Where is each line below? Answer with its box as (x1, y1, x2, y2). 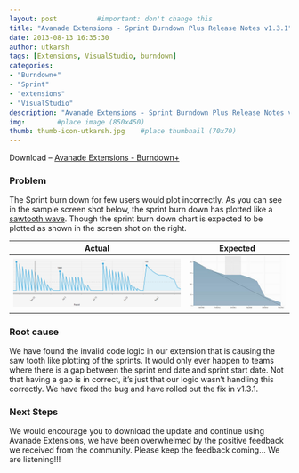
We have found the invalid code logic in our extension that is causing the (9, 345, 276, 356)
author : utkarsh (9, 43, 69, 52)
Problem (9, 174, 47, 187)
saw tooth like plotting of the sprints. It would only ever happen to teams (9, 355, 274, 365)
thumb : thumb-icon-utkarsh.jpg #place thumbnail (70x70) (9, 127, 238, 136)
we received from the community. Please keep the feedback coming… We (9, 445, 280, 455)
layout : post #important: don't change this (9, 14, 214, 23)
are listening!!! (9, 454, 61, 465)
